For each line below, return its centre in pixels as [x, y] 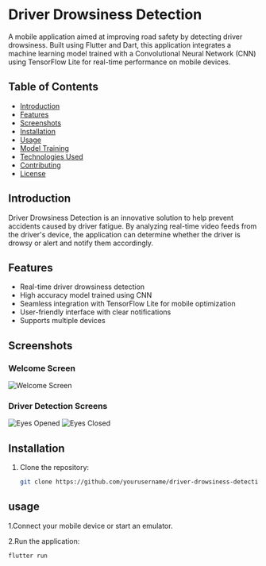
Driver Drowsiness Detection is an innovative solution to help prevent [121, 218]
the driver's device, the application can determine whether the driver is [124, 234]
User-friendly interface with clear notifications [95, 312]
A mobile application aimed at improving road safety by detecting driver [125, 37]
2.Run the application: [44, 541]
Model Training [44, 148]
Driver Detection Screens [58, 406]
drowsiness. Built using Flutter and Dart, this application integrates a [120, 44]
